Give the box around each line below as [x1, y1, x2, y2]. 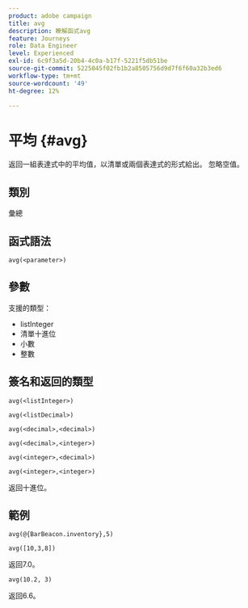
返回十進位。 [8, 482, 51, 493]
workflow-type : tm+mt [8, 72, 82, 80]
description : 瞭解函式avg [8, 27, 91, 35]
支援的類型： [8, 303, 51, 312]
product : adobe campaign [8, 11, 92, 20]
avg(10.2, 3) [8, 576, 53, 584]
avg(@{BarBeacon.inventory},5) [8, 530, 114, 539]
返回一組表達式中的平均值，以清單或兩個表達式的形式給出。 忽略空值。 [8, 159, 244, 170]
